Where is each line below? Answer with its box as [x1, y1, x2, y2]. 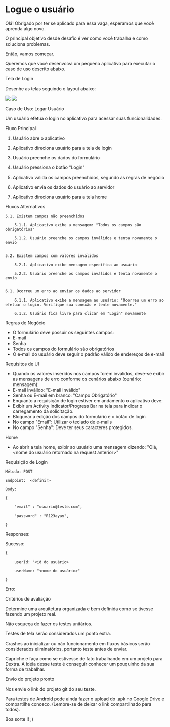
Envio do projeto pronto [5, 676, 55, 682]
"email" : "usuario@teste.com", [14, 504, 82, 509]
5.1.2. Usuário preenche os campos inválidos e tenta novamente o [14, 235, 157, 241]
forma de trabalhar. [5, 666, 46, 672]
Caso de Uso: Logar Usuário [5, 105, 64, 112]
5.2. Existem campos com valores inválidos [5, 253, 99, 259]
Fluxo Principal [5, 125, 36, 131]
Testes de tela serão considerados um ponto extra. [5, 630, 111, 636]
